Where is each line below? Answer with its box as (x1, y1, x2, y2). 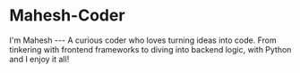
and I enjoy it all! (9, 53, 70, 64)
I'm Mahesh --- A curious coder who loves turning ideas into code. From (9, 35, 277, 45)
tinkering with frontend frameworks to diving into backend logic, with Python (9, 44, 292, 54)
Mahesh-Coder (9, 5, 125, 26)
